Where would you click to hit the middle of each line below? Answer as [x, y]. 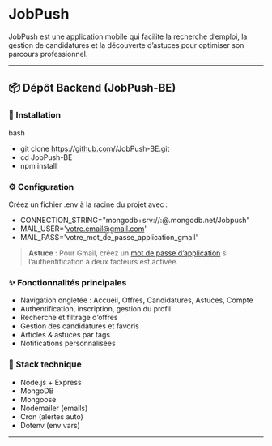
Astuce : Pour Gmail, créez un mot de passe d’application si [128, 253]
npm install [38, 165]
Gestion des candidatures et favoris [79, 326]
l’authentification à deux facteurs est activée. [103, 261]
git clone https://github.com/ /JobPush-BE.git [95, 148]
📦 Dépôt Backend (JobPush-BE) [92, 88]
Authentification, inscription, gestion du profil [96, 309]
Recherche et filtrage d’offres [69, 318]
